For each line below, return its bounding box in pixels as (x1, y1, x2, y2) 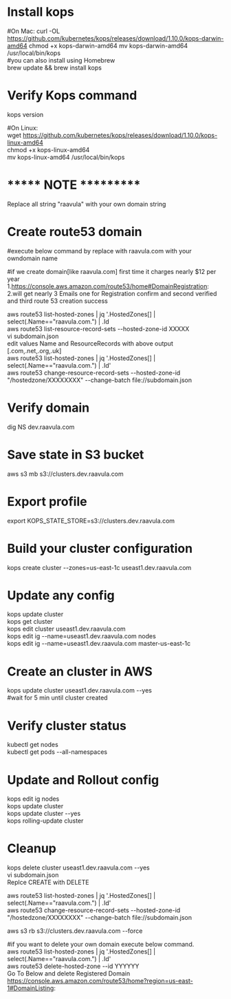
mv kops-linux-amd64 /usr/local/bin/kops (7, 153, 125, 161)
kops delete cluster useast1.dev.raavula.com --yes (7, 863, 150, 872)
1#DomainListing (7, 984, 54, 992)
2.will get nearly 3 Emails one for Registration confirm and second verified (7, 289, 217, 297)
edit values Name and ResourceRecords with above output (7, 339, 173, 348)
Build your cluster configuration (7, 540, 193, 556)
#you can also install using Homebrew (7, 56, 115, 64)
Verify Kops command (7, 87, 137, 103)
